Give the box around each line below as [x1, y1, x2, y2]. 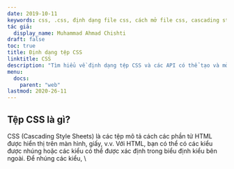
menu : [7, 68, 23, 75]
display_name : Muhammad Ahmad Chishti [13, 29, 127, 37]
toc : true [7, 42, 36, 49]
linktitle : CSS [7, 56, 52, 63]
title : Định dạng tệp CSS [7, 49, 82, 56]
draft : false [7, 36, 45, 43]
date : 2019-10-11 [7, 10, 58, 17]
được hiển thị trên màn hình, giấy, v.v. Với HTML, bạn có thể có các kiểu [7, 139, 213, 147]
